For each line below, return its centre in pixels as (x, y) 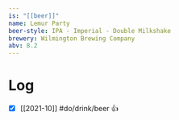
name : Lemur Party (39, 23)
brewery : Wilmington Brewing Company (72, 38)
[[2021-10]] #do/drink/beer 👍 (69, 109)
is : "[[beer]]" (34, 16)
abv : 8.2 (23, 46)
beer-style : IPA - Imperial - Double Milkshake (90, 31)
